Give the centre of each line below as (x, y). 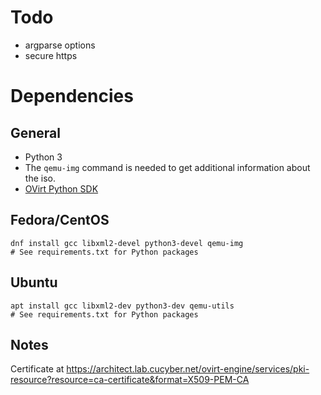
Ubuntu (34, 282)
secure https (51, 55)
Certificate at (37, 369)
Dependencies (72, 96)
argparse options (60, 45)
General (36, 132)
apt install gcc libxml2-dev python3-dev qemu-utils (122, 306)
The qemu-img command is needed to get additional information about (167, 167)
